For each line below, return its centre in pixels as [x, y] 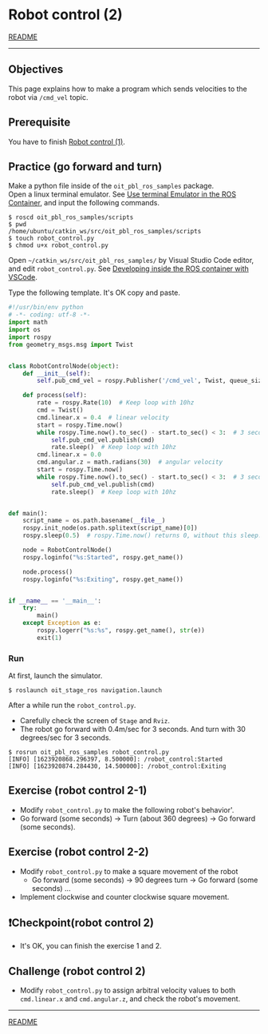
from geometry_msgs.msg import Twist [71, 344]
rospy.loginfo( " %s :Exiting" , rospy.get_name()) [103, 579]
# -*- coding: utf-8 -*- [49, 315]
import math [28, 322]
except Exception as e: [62, 623]
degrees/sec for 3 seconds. [65, 738]
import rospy [30, 337]
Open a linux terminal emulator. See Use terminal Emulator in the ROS [122, 194]
